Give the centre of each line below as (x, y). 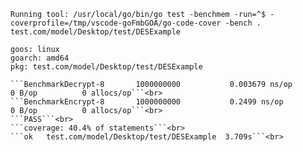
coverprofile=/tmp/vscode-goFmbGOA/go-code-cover (116, 23)
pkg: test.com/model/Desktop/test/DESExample (106, 67)
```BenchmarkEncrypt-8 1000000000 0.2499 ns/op (147, 102)
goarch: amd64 (40, 58)
